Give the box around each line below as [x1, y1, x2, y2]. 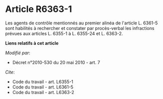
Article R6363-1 [5, 3, 72, 15]
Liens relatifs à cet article [5, 40, 59, 46]
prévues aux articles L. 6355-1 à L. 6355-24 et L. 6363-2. [5, 30, 123, 36]
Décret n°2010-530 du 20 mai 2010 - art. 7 [12, 59, 101, 65]
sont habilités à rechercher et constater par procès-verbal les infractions [5, 25, 155, 31]
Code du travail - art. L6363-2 [12, 89, 75, 95]
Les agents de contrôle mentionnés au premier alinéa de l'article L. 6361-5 [5, 20, 158, 26]
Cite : [5, 69, 15, 75]
